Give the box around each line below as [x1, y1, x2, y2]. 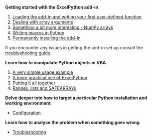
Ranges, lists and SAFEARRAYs [12, 85, 76, 91]
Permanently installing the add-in [12, 35, 81, 41]
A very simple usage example [12, 69, 73, 75]
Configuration [12, 110, 41, 116]
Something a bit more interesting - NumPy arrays [12, 24, 114, 30]
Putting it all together [12, 80, 56, 86]
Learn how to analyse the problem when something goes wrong [5, 120, 140, 125]
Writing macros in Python [12, 30, 65, 35]
